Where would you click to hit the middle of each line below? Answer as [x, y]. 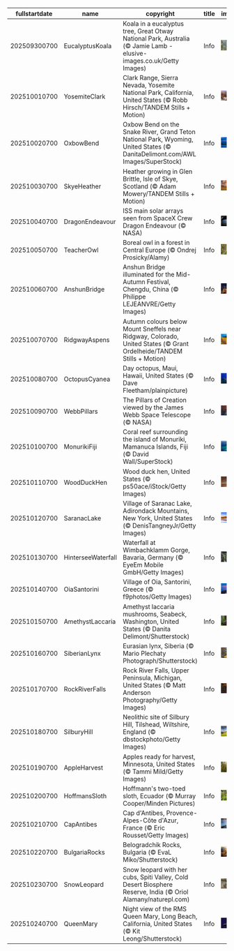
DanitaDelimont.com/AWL [159, 154]
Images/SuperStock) [153, 162]
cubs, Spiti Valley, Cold [156, 877]
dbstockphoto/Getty [152, 740]
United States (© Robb [155, 100]
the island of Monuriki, [155, 440]
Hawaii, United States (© [158, 375]
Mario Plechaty [145, 653]
